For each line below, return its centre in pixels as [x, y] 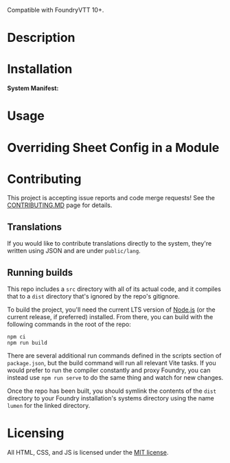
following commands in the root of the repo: [69, 324]
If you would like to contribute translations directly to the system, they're [110, 244]
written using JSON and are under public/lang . [74, 251]
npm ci [16, 337]
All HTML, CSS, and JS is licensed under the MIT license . [88, 452]
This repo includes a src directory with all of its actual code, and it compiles [114, 289]
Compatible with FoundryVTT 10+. [56, 10]
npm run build [27, 343]
